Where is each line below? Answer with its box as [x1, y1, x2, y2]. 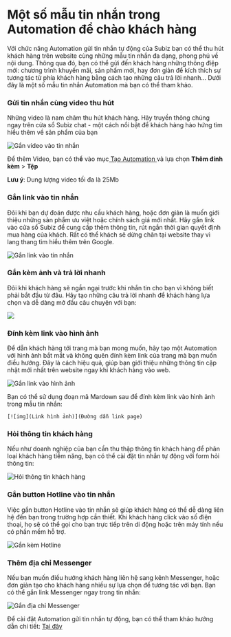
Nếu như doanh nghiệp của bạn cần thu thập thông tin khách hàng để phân [7, 444, 220, 453]
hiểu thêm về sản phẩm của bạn [7, 128, 98, 137]
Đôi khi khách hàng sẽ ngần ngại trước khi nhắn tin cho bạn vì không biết [7, 283, 214, 292]
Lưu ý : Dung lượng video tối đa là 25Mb [7, 175, 119, 184]
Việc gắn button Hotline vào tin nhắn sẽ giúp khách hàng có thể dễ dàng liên [7, 506, 224, 514]
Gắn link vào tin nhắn [7, 193, 79, 202]
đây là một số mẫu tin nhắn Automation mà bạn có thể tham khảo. [7, 80, 194, 89]
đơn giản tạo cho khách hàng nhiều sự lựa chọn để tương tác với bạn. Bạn [7, 581, 217, 590]
